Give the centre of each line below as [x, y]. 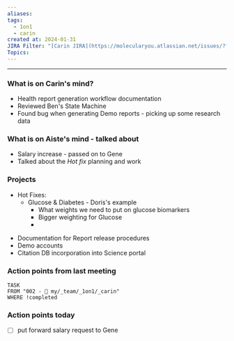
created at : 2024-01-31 [42, 40]
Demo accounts [40, 245]
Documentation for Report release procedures [83, 238]
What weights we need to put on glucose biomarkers [114, 209]
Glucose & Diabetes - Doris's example [82, 202]
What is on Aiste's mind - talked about [73, 139]
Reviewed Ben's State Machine [62, 106]
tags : [15, 20]
